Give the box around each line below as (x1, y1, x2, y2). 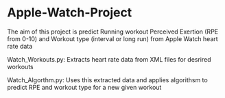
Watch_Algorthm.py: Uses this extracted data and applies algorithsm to (7, 75, 208, 84)
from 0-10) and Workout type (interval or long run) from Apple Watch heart (7, 34, 218, 42)
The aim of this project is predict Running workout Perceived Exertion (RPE (7, 27, 218, 36)
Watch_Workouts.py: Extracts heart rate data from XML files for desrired (7, 55, 211, 63)
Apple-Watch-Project (7, 5, 132, 21)
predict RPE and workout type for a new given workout (7, 83, 162, 91)
